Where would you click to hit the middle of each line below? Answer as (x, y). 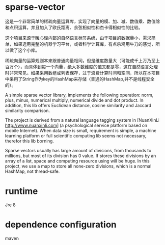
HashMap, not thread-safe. (32, 171)
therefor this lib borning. (29, 141)
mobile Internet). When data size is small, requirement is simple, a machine (81, 130)
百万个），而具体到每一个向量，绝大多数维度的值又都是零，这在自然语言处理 (82, 67)
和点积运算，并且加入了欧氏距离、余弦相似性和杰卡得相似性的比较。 (74, 27)
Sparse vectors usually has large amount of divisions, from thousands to (78, 150)
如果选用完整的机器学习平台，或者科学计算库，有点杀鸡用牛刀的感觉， (84, 44)
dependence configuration (61, 225)
